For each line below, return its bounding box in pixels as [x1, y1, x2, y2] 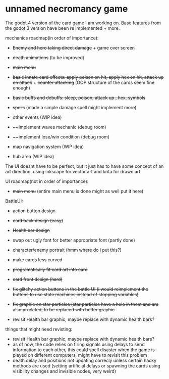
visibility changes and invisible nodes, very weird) [12, 368, 117, 374]
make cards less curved [12, 256, 63, 263]
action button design [12, 208, 56, 214]
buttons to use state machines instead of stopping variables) [12, 291, 139, 297]
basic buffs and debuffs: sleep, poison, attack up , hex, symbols [12, 94, 146, 101]
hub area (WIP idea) [12, 153, 54, 159]
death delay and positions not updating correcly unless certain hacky [12, 357, 157, 363]
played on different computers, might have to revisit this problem [12, 352, 147, 358]
